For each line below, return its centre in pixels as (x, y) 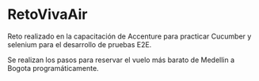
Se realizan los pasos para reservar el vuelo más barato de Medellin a (121, 60)
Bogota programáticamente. (53, 68)
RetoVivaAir (48, 15)
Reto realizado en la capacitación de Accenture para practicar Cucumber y (129, 36)
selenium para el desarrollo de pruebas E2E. (80, 44)
